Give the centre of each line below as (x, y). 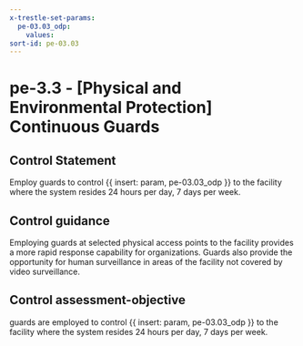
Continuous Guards (85, 127)
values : (40, 35)
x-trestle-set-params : (52, 18)
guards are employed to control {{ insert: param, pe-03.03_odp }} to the (144, 322)
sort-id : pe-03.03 (44, 43)
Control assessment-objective (98, 300)
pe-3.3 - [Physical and (96, 88)
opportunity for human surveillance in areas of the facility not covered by (146, 262)
